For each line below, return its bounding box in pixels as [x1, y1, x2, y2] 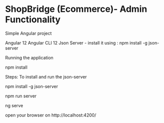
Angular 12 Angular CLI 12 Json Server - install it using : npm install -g [5, 40, 148, 45]
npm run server [5, 93, 37, 99]
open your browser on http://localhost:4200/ [5, 112, 97, 118]
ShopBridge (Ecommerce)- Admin [5, 3, 148, 15]
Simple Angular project [5, 30, 52, 36]
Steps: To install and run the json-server [5, 74, 87, 80]
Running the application [5, 54, 54, 60]
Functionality [5, 14, 61, 25]
